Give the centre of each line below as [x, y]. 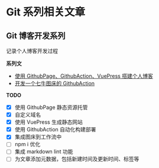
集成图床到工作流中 [38, 137]
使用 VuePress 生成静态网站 [48, 122]
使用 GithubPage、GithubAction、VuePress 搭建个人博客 [84, 76]
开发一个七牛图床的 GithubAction [55, 83]
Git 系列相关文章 [46, 12]
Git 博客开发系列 [36, 36]
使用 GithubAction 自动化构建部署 [55, 130]
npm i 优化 [27, 144]
